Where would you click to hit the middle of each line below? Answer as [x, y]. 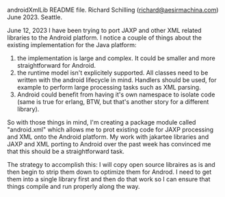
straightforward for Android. [56, 65]
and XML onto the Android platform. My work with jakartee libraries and [108, 137]
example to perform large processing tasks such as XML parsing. [109, 87]
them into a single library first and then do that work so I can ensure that [109, 179]
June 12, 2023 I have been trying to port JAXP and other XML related [104, 30]
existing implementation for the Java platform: [72, 45]
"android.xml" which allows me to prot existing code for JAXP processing [110, 130]
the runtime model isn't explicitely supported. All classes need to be [112, 73]
